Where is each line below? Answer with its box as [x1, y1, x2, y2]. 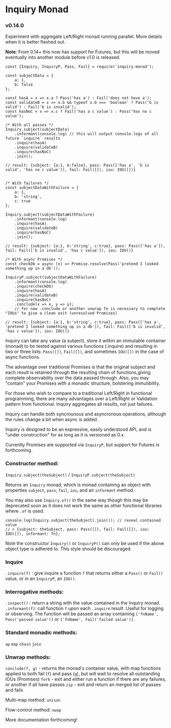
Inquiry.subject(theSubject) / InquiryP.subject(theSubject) [5, 471, 135, 477]
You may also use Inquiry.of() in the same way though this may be [5, 497, 148, 503]
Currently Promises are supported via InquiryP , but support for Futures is [5, 442, 160, 448]
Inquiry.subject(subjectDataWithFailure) [5, 212, 95, 217]
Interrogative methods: [5, 588, 64, 595]
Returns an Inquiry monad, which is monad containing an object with [5, 482, 151, 488]
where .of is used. [5, 508, 44, 514]
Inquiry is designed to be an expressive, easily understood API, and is [5, 426, 152, 432]
